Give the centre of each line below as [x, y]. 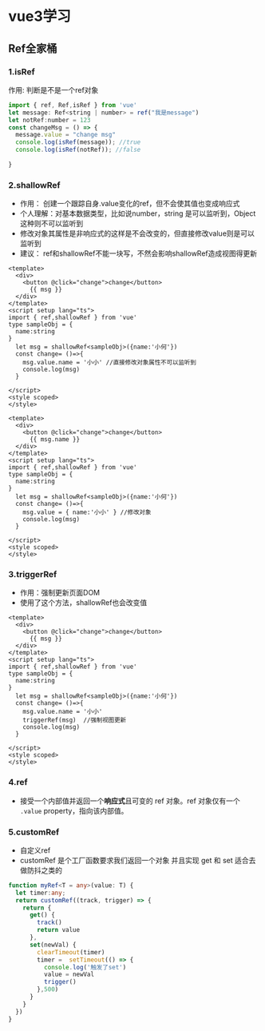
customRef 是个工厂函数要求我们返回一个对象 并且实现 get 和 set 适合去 [138, 860]
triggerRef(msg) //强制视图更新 [75, 720]
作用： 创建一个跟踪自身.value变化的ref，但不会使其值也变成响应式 [130, 204]
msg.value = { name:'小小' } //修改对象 [87, 512]
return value [59, 930]
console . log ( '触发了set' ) [85, 967]
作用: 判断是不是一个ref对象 [53, 90]
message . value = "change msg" [65, 135]
